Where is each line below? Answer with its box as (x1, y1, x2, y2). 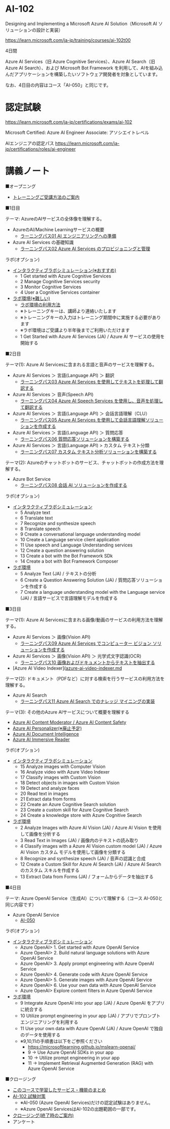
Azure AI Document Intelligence (12, 731, 79, 737)
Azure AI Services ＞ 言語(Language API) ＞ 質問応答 (12, 429, 123, 435)
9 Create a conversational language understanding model (20, 531, 141, 537)
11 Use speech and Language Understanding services (20, 542, 133, 548)
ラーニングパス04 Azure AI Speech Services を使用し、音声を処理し (20, 398, 163, 404)
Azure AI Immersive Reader (12, 736, 70, 742)
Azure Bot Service (12, 476, 51, 482)
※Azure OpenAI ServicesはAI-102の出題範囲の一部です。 (20, 1106, 139, 1112)
